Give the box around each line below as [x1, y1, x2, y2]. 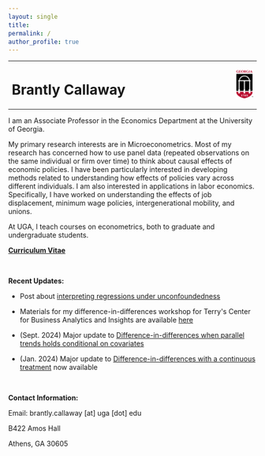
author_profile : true [8, 38, 80, 46]
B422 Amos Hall [8, 424, 61, 433]
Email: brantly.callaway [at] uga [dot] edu [8, 409, 142, 418]
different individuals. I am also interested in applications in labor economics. [8, 181, 255, 191]
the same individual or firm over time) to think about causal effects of [8, 156, 233, 166]
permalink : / [8, 29, 51, 37]
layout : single [8, 13, 58, 21]
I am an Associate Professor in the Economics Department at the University [8, 116, 253, 125]
